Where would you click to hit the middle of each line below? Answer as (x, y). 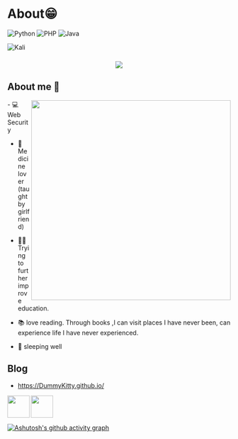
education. (33, 308)
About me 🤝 (34, 87)
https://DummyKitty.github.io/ (61, 386)
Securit (18, 122)
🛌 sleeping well (40, 346)
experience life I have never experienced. (78, 332)
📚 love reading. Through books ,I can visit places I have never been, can (124, 323)
